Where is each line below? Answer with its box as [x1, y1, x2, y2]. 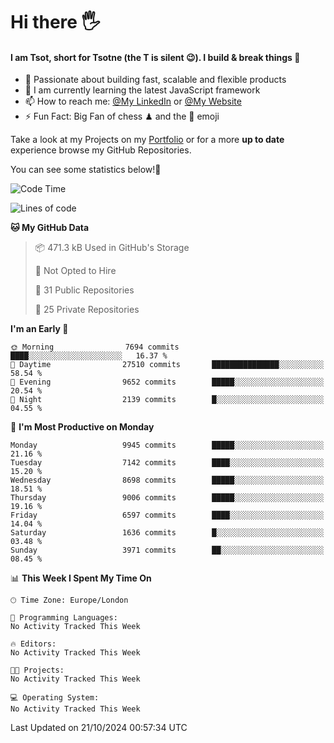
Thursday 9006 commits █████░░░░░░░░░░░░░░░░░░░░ [10, 493, 325, 503]
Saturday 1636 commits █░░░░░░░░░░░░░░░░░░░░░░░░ [10, 528, 325, 538]
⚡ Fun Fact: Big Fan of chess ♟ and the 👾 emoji [24, 110, 220, 123]
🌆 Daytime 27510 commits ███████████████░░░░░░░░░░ [10, 360, 325, 370]
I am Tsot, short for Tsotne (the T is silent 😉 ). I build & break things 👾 [10, 51, 301, 63]
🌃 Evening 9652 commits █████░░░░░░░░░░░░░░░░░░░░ [10, 377, 325, 388]
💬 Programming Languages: [10, 613, 118, 623]
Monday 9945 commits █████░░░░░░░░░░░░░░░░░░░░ [10, 440, 325, 451]
